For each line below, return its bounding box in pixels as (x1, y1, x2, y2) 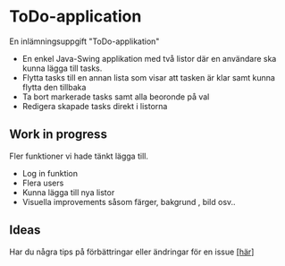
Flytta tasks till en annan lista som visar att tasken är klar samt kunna (21, 72, 275, 82)
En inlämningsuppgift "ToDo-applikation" (9, 36, 160, 47)
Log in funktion (21, 167, 79, 178)
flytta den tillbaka (21, 82, 87, 92)
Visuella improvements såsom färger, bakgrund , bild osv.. (21, 196, 236, 207)
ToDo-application (9, 6, 142, 27)
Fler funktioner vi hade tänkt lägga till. (9, 150, 149, 161)
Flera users (21, 177, 64, 188)
